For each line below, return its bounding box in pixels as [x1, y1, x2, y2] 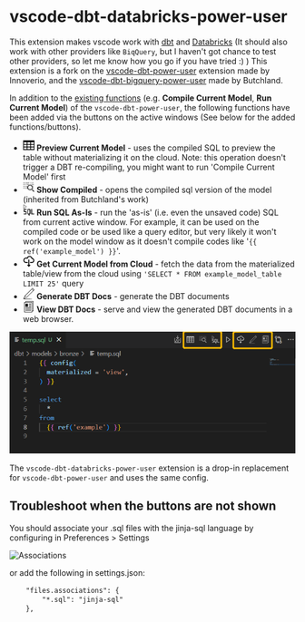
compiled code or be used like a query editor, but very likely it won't [22, 226, 277, 237]
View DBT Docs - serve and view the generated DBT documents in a [35, 304, 293, 315]
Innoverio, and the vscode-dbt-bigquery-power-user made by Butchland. [9, 74, 283, 85]
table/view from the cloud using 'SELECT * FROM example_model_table [22, 267, 282, 278]
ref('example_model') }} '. [22, 245, 121, 256]
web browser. [22, 313, 74, 324]
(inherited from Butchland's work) [22, 193, 150, 205]
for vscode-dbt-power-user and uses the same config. [9, 471, 209, 482]
